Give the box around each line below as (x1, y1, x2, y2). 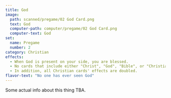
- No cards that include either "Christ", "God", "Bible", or (10, 64, 145, 69)
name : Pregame (10, 40, 40, 45)
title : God (5, 7, 28, 13)
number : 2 (10, 45, 31, 50)
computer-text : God (10, 31, 51, 36)
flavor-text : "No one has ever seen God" (5, 73, 95, 78)
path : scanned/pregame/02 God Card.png (10, 17, 95, 22)
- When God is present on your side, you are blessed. (10, 59, 129, 64)
